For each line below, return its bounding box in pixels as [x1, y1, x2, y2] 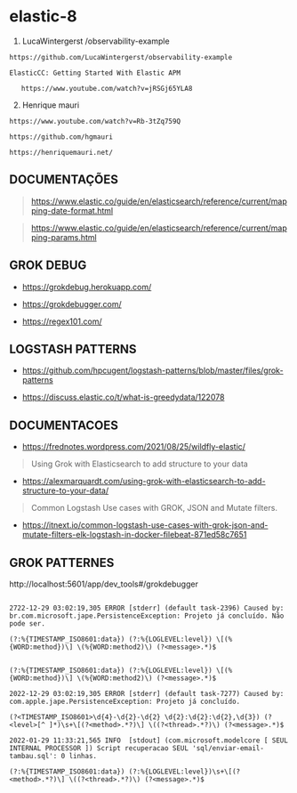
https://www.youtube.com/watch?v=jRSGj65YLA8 [20, 84, 193, 93]
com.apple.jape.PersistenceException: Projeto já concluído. [9, 697, 241, 706]
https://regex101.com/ [21, 316, 102, 327]
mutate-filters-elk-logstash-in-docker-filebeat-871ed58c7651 [21, 530, 247, 540]
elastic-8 [9, 6, 77, 27]
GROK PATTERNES [9, 554, 115, 570]
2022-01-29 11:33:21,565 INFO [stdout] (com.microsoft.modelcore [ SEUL [9, 736, 289, 745]
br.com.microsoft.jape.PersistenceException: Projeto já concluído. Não [9, 611, 285, 620]
